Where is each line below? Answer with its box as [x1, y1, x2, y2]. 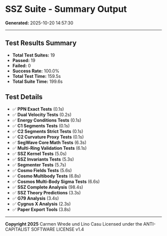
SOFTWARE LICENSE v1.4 [31, 226, 84, 232]
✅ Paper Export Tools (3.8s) [12, 206, 71, 212]
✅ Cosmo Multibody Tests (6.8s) [12, 173, 81, 179]
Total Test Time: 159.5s [12, 73, 61, 79]
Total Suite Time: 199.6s [12, 78, 63, 84]
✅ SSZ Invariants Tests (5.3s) [12, 156, 74, 162]
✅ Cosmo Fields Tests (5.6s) [12, 167, 72, 173]
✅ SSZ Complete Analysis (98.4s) [12, 184, 83, 190]
